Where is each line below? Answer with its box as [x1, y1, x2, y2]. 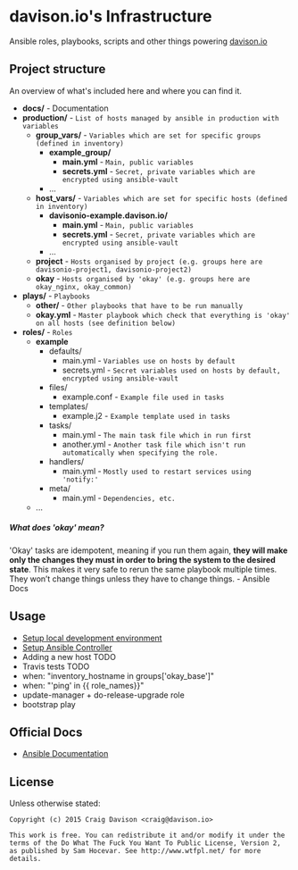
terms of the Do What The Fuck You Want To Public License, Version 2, [9, 839, 281, 848]
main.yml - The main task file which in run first [62, 429, 252, 439]
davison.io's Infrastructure [9, 6, 212, 27]
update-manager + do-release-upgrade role [21, 690, 185, 700]
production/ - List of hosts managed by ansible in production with [21, 112, 279, 122]
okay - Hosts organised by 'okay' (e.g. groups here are [35, 272, 251, 283]
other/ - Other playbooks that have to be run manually [35, 299, 244, 310]
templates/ [48, 400, 89, 412]
